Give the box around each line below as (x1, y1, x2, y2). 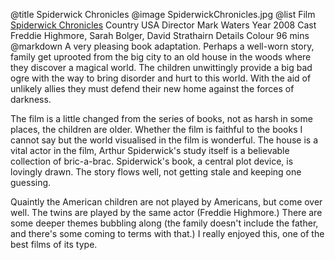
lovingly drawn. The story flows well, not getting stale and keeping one (10, 166, 302, 178)
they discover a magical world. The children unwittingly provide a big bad (10, 62, 313, 73)
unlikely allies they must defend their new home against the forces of (10, 83, 295, 94)
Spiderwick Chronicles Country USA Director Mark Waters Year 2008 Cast (10, 19, 317, 31)
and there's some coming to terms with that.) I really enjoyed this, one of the (10, 228, 325, 239)
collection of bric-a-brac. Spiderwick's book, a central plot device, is (10, 155, 294, 167)
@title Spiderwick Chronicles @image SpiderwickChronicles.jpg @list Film (10, 9, 316, 20)
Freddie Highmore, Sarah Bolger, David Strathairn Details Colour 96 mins (10, 30, 310, 41)
